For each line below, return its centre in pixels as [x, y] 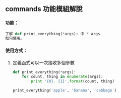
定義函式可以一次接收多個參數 [43, 62]
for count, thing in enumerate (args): [63, 77]
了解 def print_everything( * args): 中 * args [53, 34]
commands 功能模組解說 [44, 9]
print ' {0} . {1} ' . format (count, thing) [73, 81]
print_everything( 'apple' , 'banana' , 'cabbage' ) [65, 90]
